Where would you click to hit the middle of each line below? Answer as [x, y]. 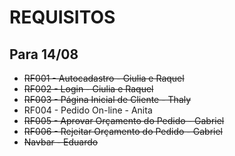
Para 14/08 [44, 54]
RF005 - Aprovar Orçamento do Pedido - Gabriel [124, 120]
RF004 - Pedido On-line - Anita [88, 110]
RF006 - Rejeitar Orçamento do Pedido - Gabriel [123, 131]
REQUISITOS [62, 17]
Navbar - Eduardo [61, 142]
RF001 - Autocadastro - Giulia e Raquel [104, 78]
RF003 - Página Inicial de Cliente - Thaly [107, 99]
